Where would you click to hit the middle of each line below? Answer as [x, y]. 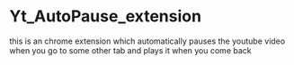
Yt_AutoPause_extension [106, 16]
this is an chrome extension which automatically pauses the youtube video [147, 41]
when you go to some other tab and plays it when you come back [130, 50]
